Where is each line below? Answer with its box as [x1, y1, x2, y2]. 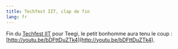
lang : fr [6, 14, 27, 20]
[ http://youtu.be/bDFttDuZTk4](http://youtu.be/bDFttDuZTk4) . [6, 36, 155, 43]
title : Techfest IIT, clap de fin [6, 8, 90, 15]
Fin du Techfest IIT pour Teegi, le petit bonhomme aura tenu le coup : [6, 30, 173, 37]
